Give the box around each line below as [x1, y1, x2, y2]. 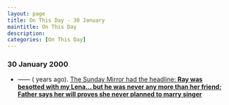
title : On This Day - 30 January [7, 17, 105, 24]
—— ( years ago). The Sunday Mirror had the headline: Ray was [17, 75, 203, 84]
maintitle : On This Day [7, 23, 77, 30]
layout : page [7, 10, 46, 17]
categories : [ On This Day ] [7, 36, 86, 43]
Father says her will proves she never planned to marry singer [17, 90, 202, 99]
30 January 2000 [7, 59, 69, 69]
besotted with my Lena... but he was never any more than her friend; [17, 83, 222, 91]
